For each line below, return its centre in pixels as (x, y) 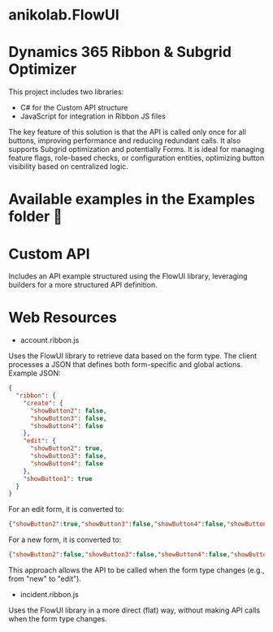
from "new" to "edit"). (45, 579)
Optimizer (43, 69)
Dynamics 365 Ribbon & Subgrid (120, 52)
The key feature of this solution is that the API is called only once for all (127, 132)
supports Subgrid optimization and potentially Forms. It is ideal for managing (136, 149)
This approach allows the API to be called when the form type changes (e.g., (136, 570)
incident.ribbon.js (49, 595)
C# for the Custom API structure (74, 108)
